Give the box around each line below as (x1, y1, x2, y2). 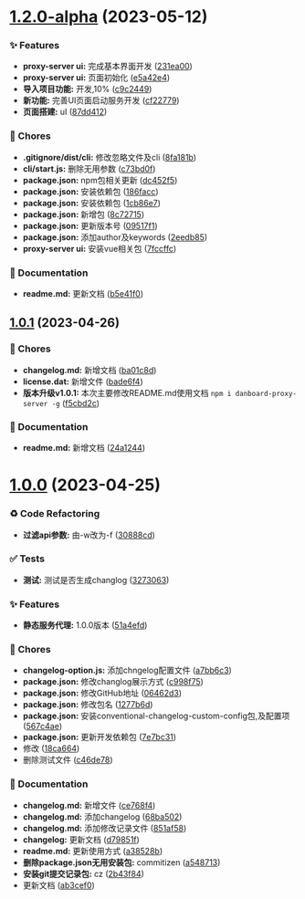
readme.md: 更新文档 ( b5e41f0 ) (22, 288, 144, 299)
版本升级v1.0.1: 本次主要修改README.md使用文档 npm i (22, 387, 232, 398)
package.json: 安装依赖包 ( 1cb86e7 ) (22, 197, 162, 208)
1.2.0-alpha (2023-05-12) (9, 6, 208, 27)
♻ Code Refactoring (9, 507, 100, 520)
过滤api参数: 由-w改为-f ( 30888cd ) (22, 529, 155, 540)
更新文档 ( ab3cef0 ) (22, 879, 96, 891)
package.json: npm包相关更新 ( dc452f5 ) (22, 174, 178, 185)
